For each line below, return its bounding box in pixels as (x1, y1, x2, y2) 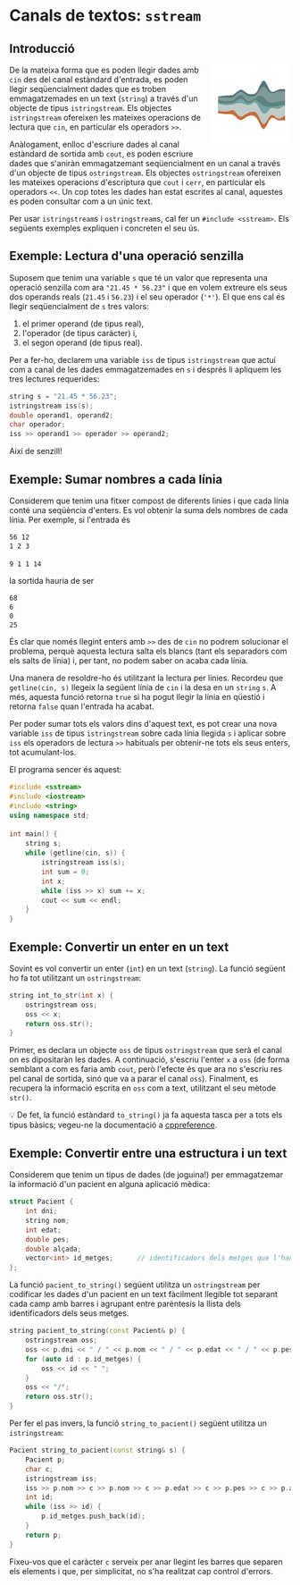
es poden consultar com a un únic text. (9, 196, 154, 207)
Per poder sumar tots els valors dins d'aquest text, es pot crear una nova (9, 719, 278, 729)
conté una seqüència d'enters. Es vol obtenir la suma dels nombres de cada (9, 505, 288, 515)
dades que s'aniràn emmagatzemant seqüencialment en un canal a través (9, 158, 281, 168)
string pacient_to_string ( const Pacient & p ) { (9, 1327, 186, 1336)
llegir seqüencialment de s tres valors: (9, 300, 149, 311)
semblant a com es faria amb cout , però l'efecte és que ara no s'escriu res (9, 1064, 283, 1075)
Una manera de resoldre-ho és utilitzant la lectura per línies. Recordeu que (9, 672, 284, 683)
